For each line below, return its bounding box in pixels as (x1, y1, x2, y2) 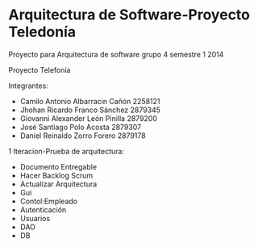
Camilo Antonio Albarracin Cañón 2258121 (19, 96, 160, 106)
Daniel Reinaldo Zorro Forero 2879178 (19, 131, 147, 140)
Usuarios (19, 213, 51, 223)
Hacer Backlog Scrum (19, 170, 94, 180)
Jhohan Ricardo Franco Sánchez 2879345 (19, 105, 161, 115)
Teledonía (8, 23, 77, 41)
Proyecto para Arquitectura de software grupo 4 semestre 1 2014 (8, 49, 224, 59)
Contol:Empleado (19, 196, 78, 206)
